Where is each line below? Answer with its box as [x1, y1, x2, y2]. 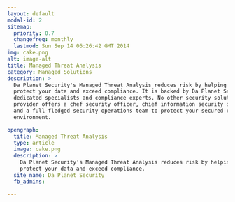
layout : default [7, 10, 55, 17]
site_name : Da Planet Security [13, 171, 105, 178]
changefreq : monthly [13, 36, 73, 43]
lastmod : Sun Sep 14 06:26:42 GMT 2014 [13, 42, 130, 49]
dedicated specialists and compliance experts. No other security [13, 95, 211, 102]
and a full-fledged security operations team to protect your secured [13, 107, 224, 114]
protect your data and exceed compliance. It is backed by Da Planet [13, 88, 220, 95]
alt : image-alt [7, 56, 52, 63]
